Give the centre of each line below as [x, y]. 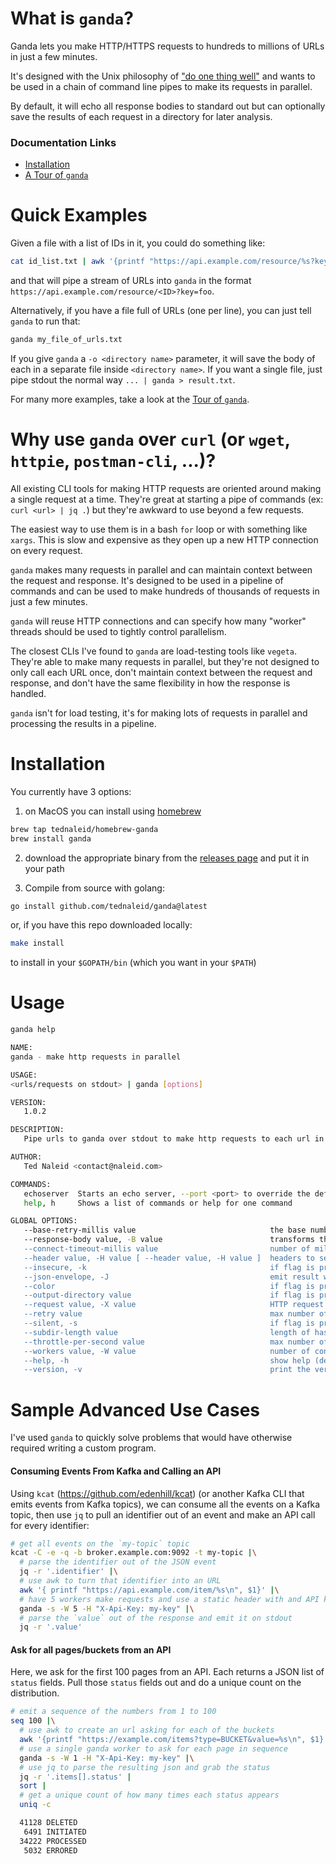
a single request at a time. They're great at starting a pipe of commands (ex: [167, 499]
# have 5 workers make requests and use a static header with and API [169, 1599]
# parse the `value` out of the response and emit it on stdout [156, 1618]
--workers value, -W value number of [167, 1351]
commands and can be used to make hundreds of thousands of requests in [165, 591]
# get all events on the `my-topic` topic [100, 1543]
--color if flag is [169, 1286]
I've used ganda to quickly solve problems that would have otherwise [151, 1438]
